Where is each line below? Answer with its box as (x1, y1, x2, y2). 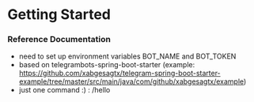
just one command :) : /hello (18, 85, 111, 95)
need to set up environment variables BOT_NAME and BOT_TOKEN (18, 51, 237, 61)
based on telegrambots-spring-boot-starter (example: (18, 60, 195, 70)
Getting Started (7, 6, 112, 24)
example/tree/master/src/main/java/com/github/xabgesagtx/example (18, 77, 245, 86)
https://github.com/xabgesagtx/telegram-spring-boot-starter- (18, 69, 221, 78)
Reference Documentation (7, 34, 112, 45)
